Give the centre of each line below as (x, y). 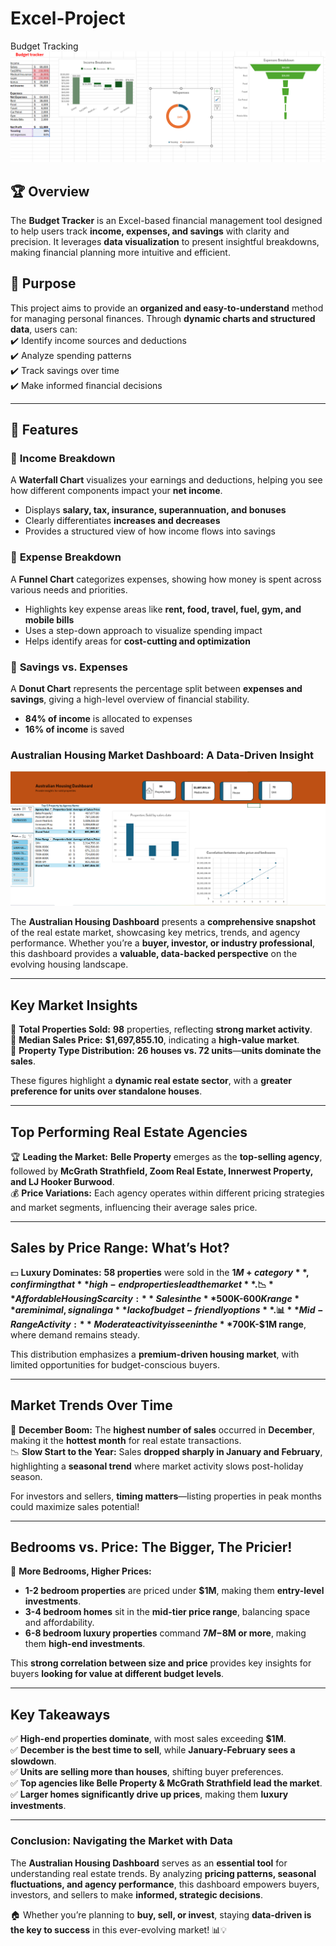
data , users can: (44, 329)
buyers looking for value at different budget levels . (117, 1674)
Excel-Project (68, 18)
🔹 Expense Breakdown (66, 557)
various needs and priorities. (69, 589)
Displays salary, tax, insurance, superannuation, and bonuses (155, 510)
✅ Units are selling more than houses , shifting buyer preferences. (147, 1772)
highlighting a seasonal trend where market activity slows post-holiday (157, 1466)
